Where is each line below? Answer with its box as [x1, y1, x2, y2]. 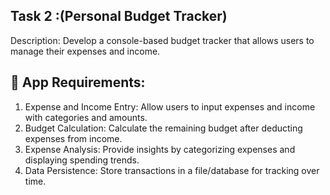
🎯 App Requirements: [10, 74, 146, 91]
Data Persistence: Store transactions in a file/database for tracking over [24, 164, 320, 176]
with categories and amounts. [24, 111, 148, 123]
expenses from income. [24, 132, 123, 144]
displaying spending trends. [24, 154, 140, 166]
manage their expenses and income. [10, 45, 161, 57]
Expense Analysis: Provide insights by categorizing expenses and [24, 143, 296, 155]
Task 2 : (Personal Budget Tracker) [10, 8, 228, 25]
